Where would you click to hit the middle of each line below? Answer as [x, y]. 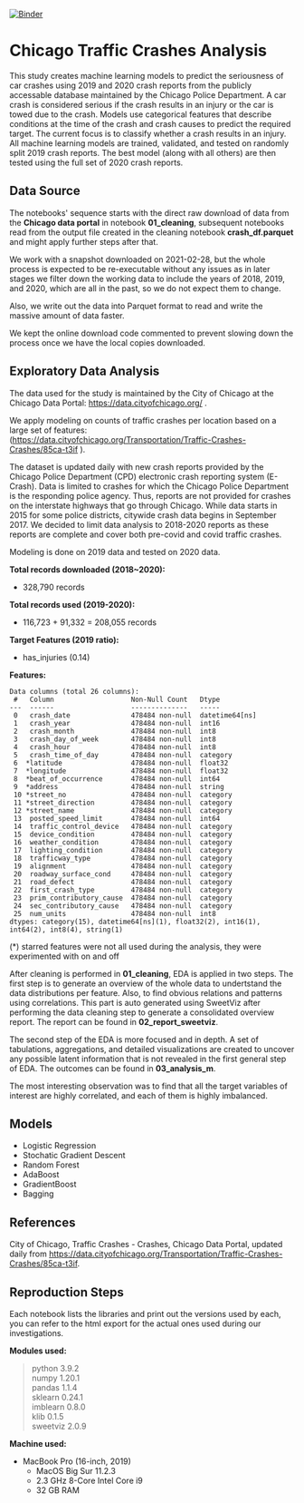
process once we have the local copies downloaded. [108, 342]
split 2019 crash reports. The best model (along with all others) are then [143, 152]
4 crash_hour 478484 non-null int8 [115, 747]
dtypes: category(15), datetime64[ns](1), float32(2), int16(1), [135, 922]
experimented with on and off [64, 956]
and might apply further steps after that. [84, 241]
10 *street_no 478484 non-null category [123, 795]
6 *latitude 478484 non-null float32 [121, 763]
